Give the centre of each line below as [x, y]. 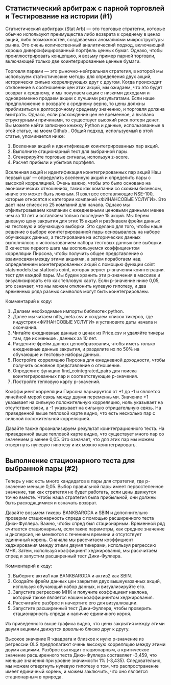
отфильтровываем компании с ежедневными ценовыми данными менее [85, 210]
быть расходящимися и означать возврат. [51, 502]
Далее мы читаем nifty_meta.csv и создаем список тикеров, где [83, 316]
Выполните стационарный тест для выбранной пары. [71, 151]
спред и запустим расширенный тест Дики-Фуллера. [64, 556]
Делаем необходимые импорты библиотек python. [68, 311]
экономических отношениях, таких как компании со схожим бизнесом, [84, 188]
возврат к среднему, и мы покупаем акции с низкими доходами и [77, 93]
